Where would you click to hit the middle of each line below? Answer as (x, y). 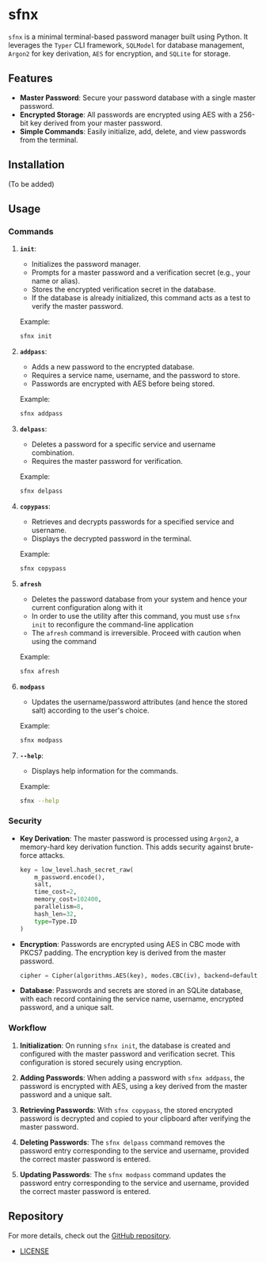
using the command (64, 641)
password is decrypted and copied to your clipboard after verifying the (135, 1118)
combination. (53, 453)
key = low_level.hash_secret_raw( (76, 870)
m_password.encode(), (70, 877)
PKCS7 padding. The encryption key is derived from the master (123, 952)
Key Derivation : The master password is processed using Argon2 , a (129, 838)
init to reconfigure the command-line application (112, 624)
